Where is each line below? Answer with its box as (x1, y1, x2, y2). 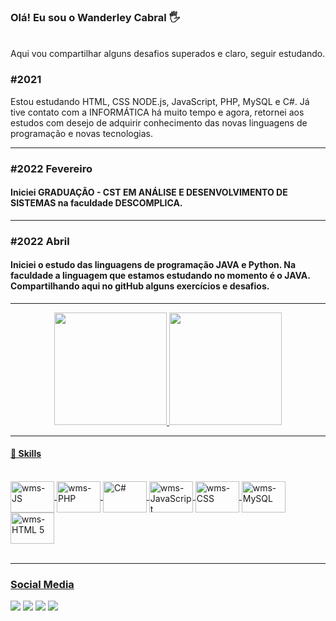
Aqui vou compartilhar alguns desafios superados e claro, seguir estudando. (10, 48, 326, 60)
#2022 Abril (10, 234, 70, 248)
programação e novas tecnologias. (10, 127, 153, 139)
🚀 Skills (10, 448, 42, 460)
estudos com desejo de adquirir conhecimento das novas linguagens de (10, 116, 308, 129)
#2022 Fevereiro (10, 161, 93, 175)
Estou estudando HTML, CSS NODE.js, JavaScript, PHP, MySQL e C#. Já (10, 95, 310, 107)
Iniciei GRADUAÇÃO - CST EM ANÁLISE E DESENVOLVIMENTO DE (10, 186, 288, 199)
